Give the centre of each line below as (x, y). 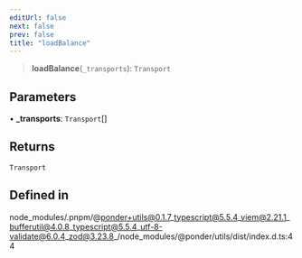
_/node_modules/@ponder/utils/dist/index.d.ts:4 (203, 236)
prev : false (32, 34)
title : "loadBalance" (50, 43)
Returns (33, 147)
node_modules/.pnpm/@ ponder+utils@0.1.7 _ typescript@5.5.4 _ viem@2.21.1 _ (150, 217)
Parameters (43, 97)
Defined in (39, 195)
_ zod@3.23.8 (90, 236)
